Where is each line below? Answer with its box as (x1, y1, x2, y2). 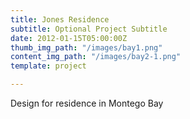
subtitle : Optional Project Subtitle (10, 24, 168, 34)
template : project (10, 61, 87, 71)
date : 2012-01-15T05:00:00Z (10, 33, 128, 43)
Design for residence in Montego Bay (10, 97, 164, 109)
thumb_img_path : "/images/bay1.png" (10, 42, 163, 53)
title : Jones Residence (10, 14, 110, 25)
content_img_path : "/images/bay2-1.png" (10, 52, 182, 62)
